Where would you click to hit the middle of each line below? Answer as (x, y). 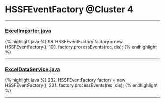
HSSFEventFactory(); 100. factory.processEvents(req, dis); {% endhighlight (81, 47)
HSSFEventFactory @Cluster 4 (69, 10)
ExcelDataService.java (33, 69)
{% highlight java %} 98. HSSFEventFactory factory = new (64, 42)
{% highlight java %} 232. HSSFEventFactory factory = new (65, 80)
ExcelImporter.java (28, 31)
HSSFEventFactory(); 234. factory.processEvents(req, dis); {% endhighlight (82, 85)
